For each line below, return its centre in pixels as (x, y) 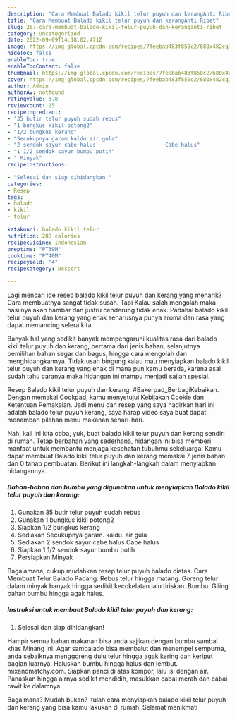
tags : (15, 197)
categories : (25, 184)
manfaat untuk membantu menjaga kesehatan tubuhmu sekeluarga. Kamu (115, 448)
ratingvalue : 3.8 (33, 99)
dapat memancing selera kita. (50, 325)
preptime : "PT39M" (34, 249)
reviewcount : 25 (31, 106)
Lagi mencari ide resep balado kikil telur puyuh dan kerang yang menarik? (115, 295)
